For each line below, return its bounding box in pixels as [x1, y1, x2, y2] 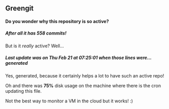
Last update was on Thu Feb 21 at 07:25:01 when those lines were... [5, 54, 152, 61]
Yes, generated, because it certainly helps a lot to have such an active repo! [5, 72, 164, 78]
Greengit [5, 4, 34, 13]
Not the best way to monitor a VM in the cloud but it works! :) [5, 98, 133, 104]
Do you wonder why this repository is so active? [5, 18, 109, 24]
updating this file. [5, 88, 42, 94]
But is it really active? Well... [5, 43, 64, 49]
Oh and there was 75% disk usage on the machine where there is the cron [5, 83, 161, 89]
